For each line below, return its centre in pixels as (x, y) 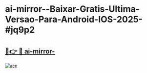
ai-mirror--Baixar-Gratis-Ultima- (73, 9)
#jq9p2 (20, 30)
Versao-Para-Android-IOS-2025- (74, 19)
